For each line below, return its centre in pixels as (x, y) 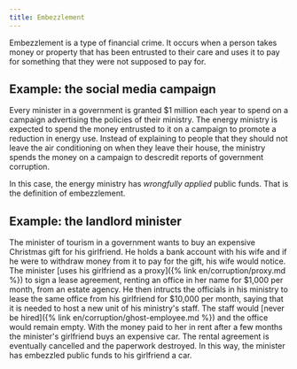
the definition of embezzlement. (67, 193)
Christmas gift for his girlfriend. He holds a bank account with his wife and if (148, 252)
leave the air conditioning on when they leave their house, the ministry (137, 148)
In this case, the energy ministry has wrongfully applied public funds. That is (149, 184)
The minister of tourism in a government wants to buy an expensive (132, 242)
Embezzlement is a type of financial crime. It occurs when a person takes (143, 42)
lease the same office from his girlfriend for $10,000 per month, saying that (146, 299)
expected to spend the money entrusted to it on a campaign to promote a (143, 129)
